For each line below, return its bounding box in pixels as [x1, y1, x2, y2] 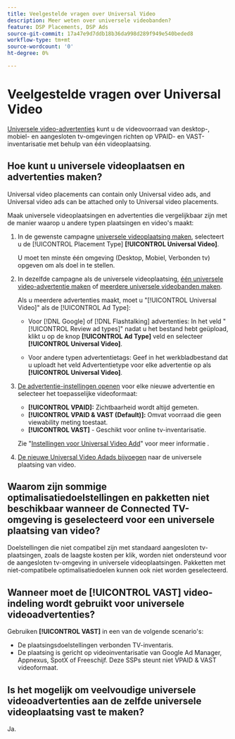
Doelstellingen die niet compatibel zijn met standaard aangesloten [7, 543, 198, 552]
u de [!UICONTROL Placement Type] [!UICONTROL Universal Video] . [17, 239, 220, 248]
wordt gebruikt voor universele [45, 597, 185, 609]
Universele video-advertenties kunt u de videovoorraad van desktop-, [7, 124, 210, 133]
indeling [7, 597, 44, 609]
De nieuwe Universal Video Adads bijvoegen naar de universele [17, 452, 202, 461]
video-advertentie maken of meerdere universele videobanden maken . [17, 282, 223, 290]
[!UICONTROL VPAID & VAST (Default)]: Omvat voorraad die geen [27, 410, 222, 419]
